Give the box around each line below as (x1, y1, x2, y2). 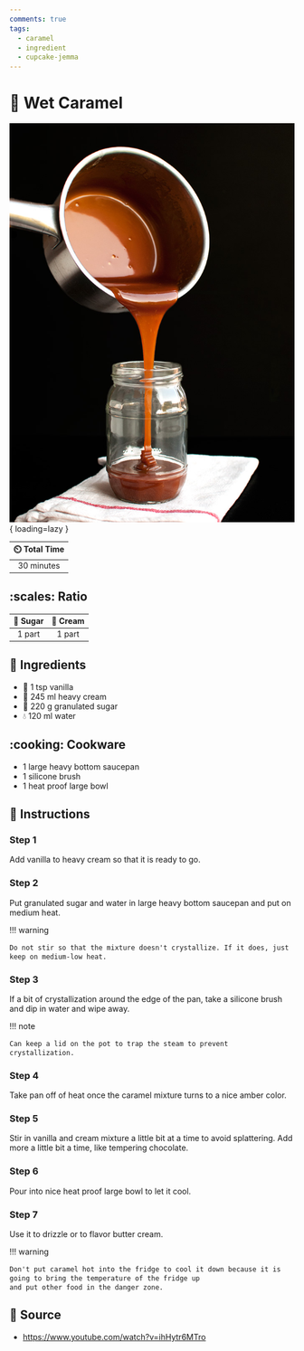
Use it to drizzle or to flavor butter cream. (9, 1229, 164, 1240)
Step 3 (9, 973, 39, 986)
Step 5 (9, 1112, 39, 1125)
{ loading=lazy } (9, 523, 70, 534)
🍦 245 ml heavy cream (22, 691, 107, 702)
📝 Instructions (9, 806, 90, 822)
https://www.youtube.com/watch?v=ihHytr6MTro (22, 1331, 206, 1342)
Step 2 (9, 877, 39, 890)
